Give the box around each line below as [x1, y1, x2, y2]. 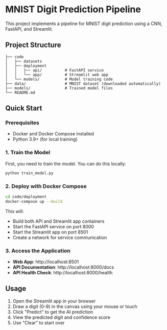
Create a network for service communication [12, 234, 107, 241]
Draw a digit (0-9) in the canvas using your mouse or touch [12, 303, 138, 310]
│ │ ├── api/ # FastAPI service [5, 67, 104, 73]
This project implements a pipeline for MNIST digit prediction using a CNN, [5, 20, 162, 27]
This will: [5, 208, 24, 214]
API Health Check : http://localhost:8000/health [12, 269, 113, 275]
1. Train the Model [5, 149, 50, 156]
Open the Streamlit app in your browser [12, 298, 96, 304]
